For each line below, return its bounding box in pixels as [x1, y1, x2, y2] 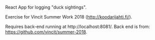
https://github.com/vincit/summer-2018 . [5, 29, 87, 34]
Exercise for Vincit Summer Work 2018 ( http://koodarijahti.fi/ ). [5, 14, 132, 19]
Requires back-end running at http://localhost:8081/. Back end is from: [5, 23, 150, 29]
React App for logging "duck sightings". [5, 4, 86, 10]
